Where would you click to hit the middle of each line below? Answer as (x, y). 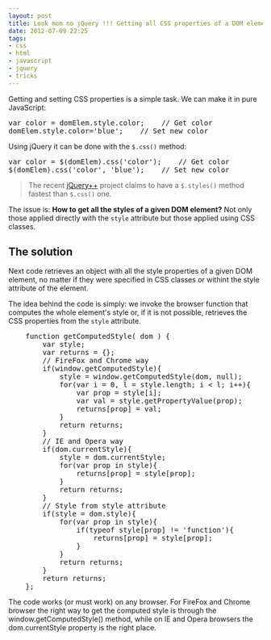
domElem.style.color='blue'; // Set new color (108, 131)
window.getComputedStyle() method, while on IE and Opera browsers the (131, 619)
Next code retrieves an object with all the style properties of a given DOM (130, 271)
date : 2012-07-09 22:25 (48, 31)
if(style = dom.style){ (89, 514)
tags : (17, 38)
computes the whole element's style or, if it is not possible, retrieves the (128, 312)
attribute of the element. (48, 288)
